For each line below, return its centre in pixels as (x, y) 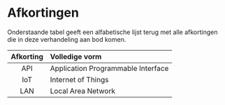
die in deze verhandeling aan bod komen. (67, 39)
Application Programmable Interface (109, 68)
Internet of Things (79, 79)
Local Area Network (82, 90)
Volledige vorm (76, 56)
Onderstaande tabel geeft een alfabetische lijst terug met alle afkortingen (112, 32)
